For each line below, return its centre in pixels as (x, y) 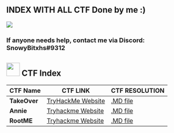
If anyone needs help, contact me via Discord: (76, 40)
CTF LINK (76, 90)
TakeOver (24, 101)
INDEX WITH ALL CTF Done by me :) (76, 10)
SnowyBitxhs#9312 (36, 48)
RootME (21, 120)
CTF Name (25, 90)
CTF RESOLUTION (138, 90)
